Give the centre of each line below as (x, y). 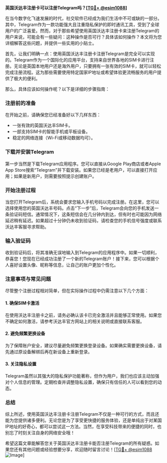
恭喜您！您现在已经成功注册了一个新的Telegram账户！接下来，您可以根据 (80, 259)
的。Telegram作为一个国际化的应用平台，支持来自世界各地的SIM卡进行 (78, 60)
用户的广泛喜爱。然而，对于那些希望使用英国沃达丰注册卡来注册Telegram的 (82, 31)
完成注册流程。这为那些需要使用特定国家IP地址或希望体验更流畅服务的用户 (81, 72)
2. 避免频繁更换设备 (25, 333)
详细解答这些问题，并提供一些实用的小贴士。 (51, 43)
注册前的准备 (21, 103)
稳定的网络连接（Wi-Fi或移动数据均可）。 (54, 138)
